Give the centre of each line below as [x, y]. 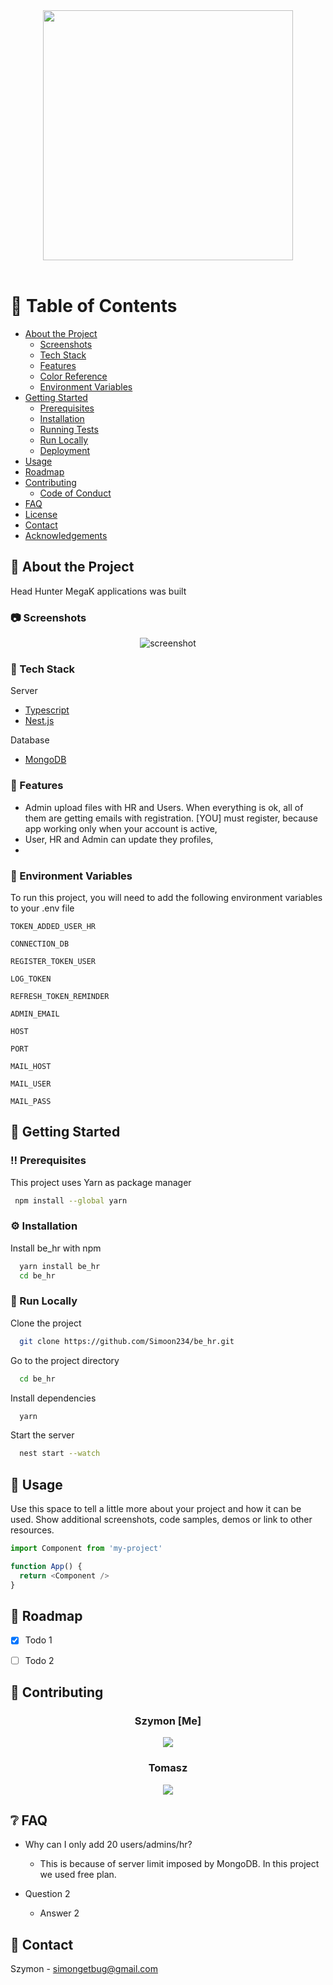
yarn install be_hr [60, 1266]
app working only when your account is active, [121, 828]
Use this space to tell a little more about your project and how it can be [156, 1509]
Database [30, 740]
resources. [32, 1530]
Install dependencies [53, 1398]
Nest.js [39, 721]
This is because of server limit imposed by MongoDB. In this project [179, 1864]
